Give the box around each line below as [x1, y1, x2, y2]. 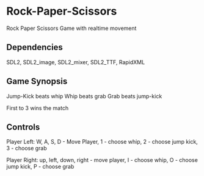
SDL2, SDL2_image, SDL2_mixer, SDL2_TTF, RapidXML [6, 58, 145, 65]
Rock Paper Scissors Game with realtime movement [6, 24, 137, 32]
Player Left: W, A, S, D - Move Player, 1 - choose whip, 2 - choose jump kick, [6, 138, 199, 145]
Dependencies [6, 42, 63, 53]
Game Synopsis [6, 76, 68, 87]
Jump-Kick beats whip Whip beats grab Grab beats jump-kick [6, 92, 162, 100]
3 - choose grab [6, 145, 47, 152]
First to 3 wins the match [6, 104, 69, 111]
